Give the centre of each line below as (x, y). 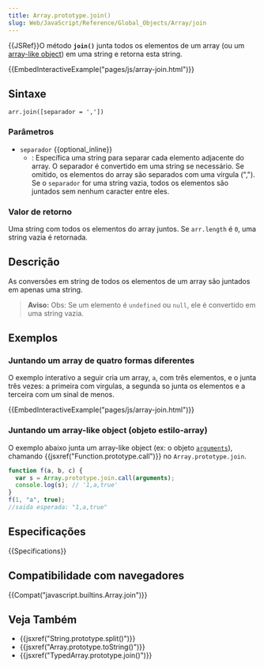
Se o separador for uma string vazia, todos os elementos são (130, 183)
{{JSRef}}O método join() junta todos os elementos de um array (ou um (126, 45)
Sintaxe (27, 94)
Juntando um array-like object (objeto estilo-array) (108, 430)
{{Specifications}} (38, 551)
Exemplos (33, 338)
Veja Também (43, 619)
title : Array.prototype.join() (60, 15)
